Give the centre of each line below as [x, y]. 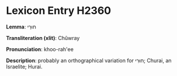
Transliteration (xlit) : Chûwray [43, 38]
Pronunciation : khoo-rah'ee [40, 49]
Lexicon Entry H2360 [59, 11]
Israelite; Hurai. [24, 66]
